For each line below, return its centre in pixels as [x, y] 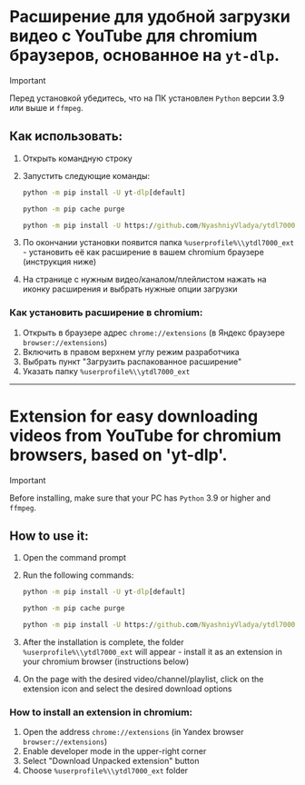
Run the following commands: [78, 575]
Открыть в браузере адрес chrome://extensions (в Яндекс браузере [154, 333]
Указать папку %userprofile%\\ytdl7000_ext [106, 371]
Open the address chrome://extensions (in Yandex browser [133, 732]
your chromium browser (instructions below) [106, 661]
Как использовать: [66, 137]
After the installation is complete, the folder [103, 642]
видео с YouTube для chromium [133, 36]
